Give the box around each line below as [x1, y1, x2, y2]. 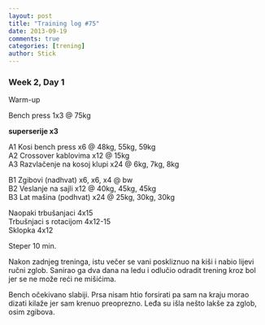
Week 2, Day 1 [8, 76, 65, 88]
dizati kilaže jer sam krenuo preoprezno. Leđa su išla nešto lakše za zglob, [8, 298, 258, 309]
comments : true [8, 34, 60, 43]
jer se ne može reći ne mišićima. [8, 274, 116, 284]
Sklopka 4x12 [8, 225, 54, 236]
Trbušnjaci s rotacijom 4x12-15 [8, 217, 111, 227]
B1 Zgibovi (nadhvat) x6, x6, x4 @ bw [8, 175, 133, 185]
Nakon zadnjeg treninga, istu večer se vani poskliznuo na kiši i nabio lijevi [8, 257, 254, 266]
